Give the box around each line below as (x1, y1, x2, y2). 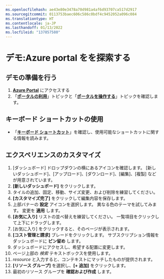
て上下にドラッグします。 (12, 219, 64, 225)
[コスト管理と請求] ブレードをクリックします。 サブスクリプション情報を (12, 232, 159, 237)
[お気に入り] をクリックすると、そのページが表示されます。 (12, 226, 132, 232)
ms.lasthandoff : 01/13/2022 (5, 25, 63, 30)
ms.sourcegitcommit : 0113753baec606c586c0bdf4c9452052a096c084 (5, 12, 137, 17)
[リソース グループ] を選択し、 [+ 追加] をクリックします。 (12, 262, 128, 268)
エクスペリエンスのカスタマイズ (5, 151, 101, 159)
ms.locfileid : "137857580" (5, 30, 61, 35)
